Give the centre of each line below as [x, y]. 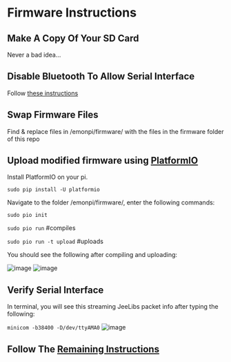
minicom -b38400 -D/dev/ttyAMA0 [53, 328]
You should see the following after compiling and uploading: [92, 255]
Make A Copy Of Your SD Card [73, 38]
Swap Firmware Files [53, 115]
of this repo [23, 139]
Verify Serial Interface [56, 290]
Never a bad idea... [34, 55]
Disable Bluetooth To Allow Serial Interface [101, 76]
